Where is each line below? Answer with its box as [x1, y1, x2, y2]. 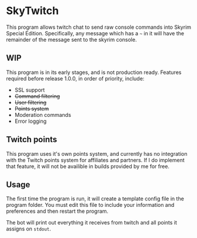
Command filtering [14, 92, 61, 99]
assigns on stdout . [6, 225, 51, 233]
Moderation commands [14, 111, 72, 118]
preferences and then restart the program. [6, 207, 109, 215]
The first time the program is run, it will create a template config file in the [6, 195, 184, 202]
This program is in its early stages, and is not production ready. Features [6, 69, 182, 76]
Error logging [14, 118, 47, 125]
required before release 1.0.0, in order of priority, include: [6, 75, 145, 82]
